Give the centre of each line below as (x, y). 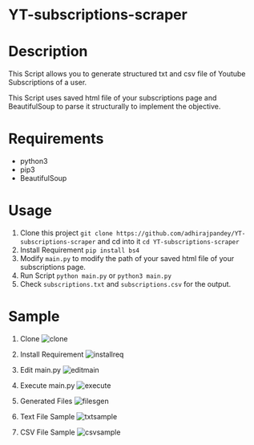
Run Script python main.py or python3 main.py (96, 276)
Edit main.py (40, 369)
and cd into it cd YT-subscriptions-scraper (168, 241)
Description (48, 52)
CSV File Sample (47, 432)
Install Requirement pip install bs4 (80, 250)
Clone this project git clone (67, 233)
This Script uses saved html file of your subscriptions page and (113, 98)
